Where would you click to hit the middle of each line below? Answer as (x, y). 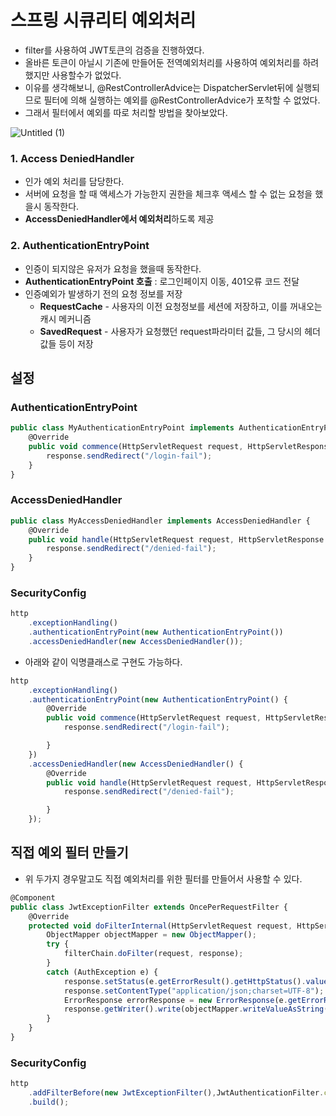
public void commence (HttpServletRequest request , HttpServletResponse (180, 446)
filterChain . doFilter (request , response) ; (153, 954)
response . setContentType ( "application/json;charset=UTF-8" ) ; (194, 991)
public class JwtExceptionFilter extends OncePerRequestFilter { (149, 907)
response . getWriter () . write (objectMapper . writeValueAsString (194, 1009)
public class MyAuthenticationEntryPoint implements (122, 428)
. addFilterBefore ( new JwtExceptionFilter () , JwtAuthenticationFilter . (176, 1093)
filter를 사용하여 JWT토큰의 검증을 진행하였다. (114, 50)
